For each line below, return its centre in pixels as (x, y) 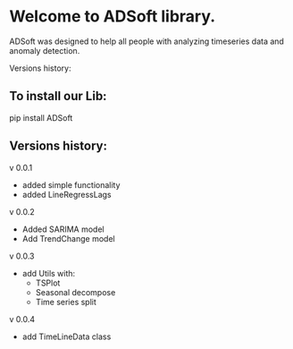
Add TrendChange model (68, 238)
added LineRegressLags (67, 194)
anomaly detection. (45, 50)
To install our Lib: (58, 96)
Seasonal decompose (75, 292)
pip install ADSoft (41, 117)
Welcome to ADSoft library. (113, 17)
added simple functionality (71, 184)
